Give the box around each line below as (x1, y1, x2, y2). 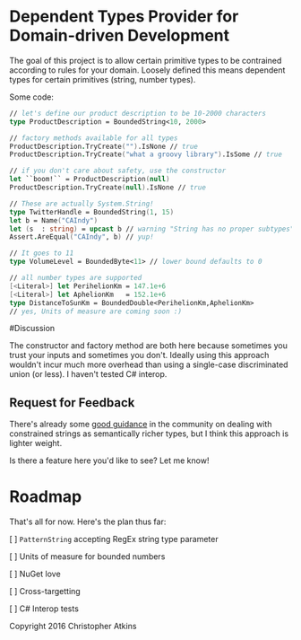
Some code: (9, 92, 54, 102)
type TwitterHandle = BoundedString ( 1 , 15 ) (9, 207, 175, 216)
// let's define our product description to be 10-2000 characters (9, 109, 267, 118)
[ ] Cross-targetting (9, 586, 81, 597)
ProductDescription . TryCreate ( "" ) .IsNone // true (9, 142, 199, 151)
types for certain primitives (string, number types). (9, 74, 196, 84)
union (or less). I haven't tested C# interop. (9, 369, 168, 380)
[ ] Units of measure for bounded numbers (9, 551, 166, 562)
